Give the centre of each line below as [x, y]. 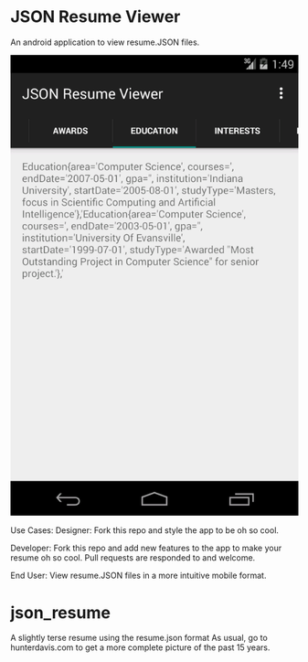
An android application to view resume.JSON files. [105, 42]
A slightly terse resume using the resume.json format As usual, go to [139, 638]
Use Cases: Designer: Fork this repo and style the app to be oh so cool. [145, 530]
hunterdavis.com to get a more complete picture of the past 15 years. [140, 647]
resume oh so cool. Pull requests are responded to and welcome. [133, 558]
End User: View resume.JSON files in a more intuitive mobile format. [138, 576]
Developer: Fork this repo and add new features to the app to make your [146, 548]
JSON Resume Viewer [96, 17]
